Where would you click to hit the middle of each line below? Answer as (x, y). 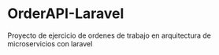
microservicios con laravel (50, 43)
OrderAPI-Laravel (66, 14)
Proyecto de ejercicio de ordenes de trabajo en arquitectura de (109, 35)
